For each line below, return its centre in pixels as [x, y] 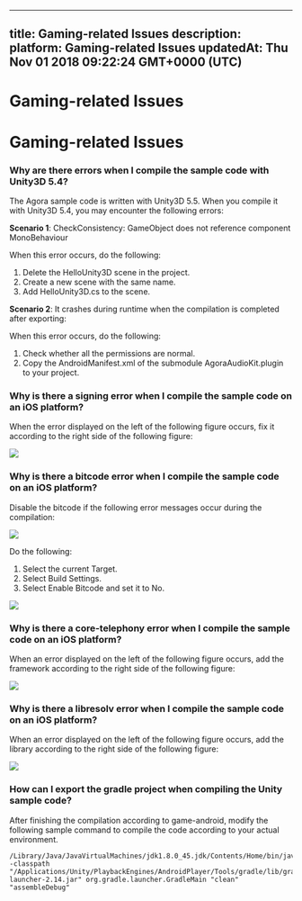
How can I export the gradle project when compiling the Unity [146, 789]
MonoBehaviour [39, 238]
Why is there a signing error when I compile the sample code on [151, 395]
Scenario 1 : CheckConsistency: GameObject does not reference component [150, 228]
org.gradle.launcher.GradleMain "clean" [163, 879]
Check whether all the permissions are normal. [109, 354]
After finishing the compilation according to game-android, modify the [139, 820]
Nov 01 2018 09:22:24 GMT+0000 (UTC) [126, 63]
